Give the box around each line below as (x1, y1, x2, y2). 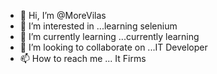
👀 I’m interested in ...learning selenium (19, 20, 178, 32)
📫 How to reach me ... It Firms (19, 53, 147, 64)
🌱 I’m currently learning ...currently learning (19, 31, 200, 42)
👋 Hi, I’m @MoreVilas (19, 10, 107, 21)
